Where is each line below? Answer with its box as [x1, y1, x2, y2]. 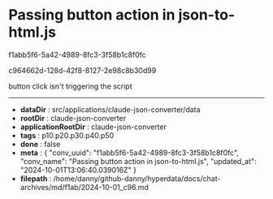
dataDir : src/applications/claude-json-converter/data [19, 104, 201, 115]
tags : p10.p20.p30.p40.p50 [19, 130, 115, 140]
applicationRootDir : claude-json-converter [19, 122, 167, 132]
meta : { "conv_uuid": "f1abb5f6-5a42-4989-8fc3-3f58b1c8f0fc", [19, 148, 240, 158]
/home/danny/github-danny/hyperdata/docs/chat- [53, 173, 221, 184]
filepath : [19, 173, 52, 184]
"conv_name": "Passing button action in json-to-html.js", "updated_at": [19, 156, 258, 166]
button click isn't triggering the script [8, 81, 132, 91]
